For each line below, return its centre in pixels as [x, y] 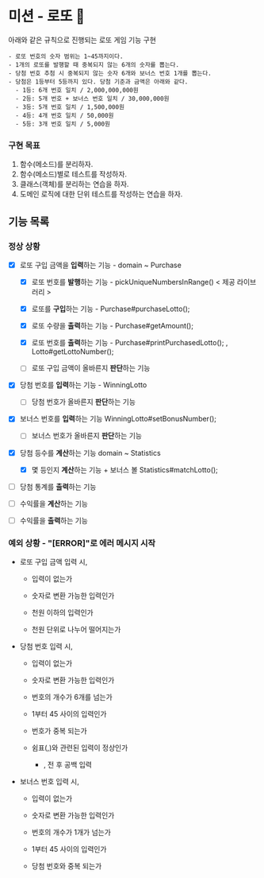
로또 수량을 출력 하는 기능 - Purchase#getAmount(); [113, 326]
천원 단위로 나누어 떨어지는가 [76, 630]
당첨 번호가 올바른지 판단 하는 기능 [84, 402]
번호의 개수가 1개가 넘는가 [71, 833]
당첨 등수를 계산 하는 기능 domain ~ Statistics [90, 453]
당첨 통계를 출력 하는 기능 [58, 487]
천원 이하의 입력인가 [62, 612]
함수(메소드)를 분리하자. [56, 165]
